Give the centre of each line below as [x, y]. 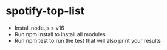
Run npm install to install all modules [60, 34]
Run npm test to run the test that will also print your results [88, 40]
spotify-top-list [45, 11]
